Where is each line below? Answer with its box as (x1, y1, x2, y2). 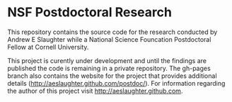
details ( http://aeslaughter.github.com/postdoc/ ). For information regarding (7, 79, 226, 87)
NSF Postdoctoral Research (7, 4, 172, 21)
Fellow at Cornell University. (7, 42, 89, 51)
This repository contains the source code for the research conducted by (7, 28, 218, 36)
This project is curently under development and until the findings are (7, 56, 207, 64)
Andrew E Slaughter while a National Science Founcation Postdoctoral (7, 35, 211, 43)
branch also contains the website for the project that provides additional (7, 72, 217, 80)
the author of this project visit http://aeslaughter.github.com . (7, 86, 183, 95)
